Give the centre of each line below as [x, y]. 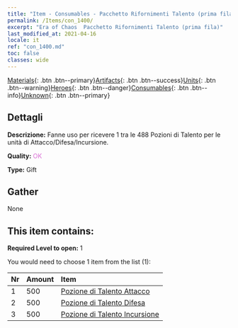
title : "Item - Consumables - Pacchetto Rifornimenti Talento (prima [112, 14]
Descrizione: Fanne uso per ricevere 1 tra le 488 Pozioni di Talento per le [114, 135]
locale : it [23, 40]
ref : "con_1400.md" [36, 47]
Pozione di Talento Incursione [110, 315]
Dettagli [25, 118]
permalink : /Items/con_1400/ [50, 21]
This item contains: [51, 231]
